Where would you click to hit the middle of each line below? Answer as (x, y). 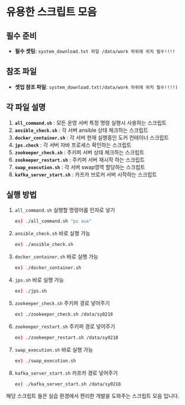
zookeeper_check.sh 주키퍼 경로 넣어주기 (62, 303)
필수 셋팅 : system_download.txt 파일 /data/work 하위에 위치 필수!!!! (95, 51)
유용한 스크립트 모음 (52, 12)
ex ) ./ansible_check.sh (44, 245)
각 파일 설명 (26, 107)
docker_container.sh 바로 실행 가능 (56, 257)
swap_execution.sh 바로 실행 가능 (54, 349)
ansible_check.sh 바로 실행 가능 (52, 234)
